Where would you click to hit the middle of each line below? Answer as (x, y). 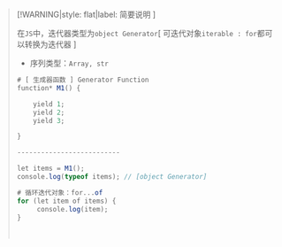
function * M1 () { (49, 88)
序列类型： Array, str (69, 63)
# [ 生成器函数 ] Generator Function (83, 80)
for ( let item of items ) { (66, 201)
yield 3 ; (49, 120)
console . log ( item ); (72, 209)
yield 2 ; (49, 112)
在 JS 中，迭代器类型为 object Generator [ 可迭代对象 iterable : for (137, 33)
